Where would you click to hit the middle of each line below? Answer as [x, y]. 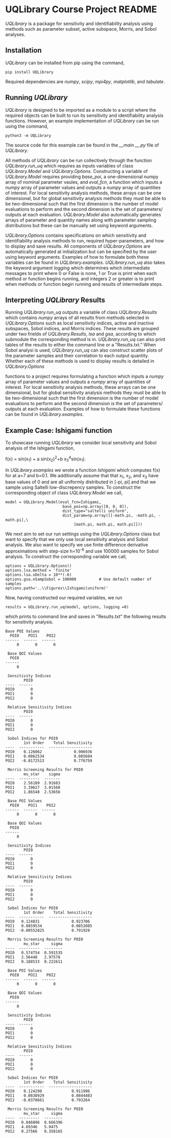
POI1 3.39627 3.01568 [33, 788]
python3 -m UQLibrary [28, 135]
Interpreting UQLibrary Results [55, 300]
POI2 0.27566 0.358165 [34, 1131]
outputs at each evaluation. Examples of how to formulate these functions [83, 409]
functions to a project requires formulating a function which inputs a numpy [85, 377]
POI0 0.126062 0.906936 [49, 752]
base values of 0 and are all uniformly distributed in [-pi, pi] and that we [81, 482]
